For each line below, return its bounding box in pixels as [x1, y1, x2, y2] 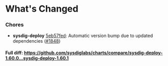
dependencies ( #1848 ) [12, 38, 61, 44]
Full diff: [5, 50, 23, 56]
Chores [5, 21, 24, 28]
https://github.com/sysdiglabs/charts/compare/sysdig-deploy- [23, 50, 163, 56]
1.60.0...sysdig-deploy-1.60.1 [5, 55, 69, 61]
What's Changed [5, 3, 79, 15]
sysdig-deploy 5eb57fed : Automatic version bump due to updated [12, 32, 153, 39]
